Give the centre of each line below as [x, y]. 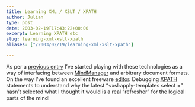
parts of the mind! [28, 98]
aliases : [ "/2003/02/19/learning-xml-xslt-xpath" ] [70, 45]
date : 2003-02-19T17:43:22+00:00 [47, 28]
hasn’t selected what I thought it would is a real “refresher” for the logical [95, 92]
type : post [20, 22]
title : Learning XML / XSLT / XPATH [51, 12]
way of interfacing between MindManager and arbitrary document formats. [98, 73]
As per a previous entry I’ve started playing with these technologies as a [94, 66]
